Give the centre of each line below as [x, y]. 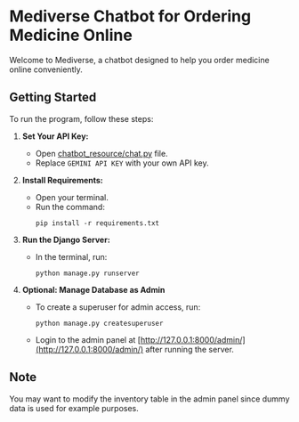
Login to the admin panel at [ [88, 339]
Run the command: [70, 207]
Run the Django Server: [66, 239]
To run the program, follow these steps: [81, 118]
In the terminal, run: [71, 256]
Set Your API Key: [55, 136]
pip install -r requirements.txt [97, 223]
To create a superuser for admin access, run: [118, 307]
